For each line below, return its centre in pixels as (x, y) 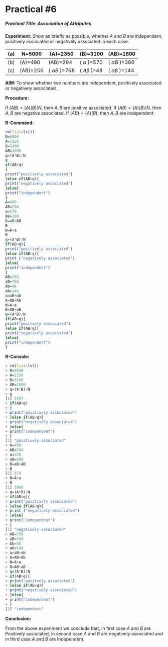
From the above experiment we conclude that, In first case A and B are (78, 628)
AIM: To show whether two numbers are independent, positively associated (83, 83)
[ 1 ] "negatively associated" (36, 529)
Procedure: (17, 98)
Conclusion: (18, 618)
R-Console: (17, 357)
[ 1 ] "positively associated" (36, 441)
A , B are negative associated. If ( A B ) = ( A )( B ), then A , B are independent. (80, 113)
